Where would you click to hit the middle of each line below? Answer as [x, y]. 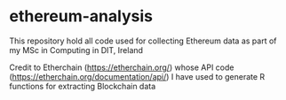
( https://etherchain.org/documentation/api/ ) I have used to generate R [137, 76]
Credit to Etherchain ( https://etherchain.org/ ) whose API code [122, 67]
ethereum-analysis [81, 16]
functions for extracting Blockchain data [83, 86]
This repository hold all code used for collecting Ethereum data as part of [143, 41]
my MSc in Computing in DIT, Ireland [76, 50]
